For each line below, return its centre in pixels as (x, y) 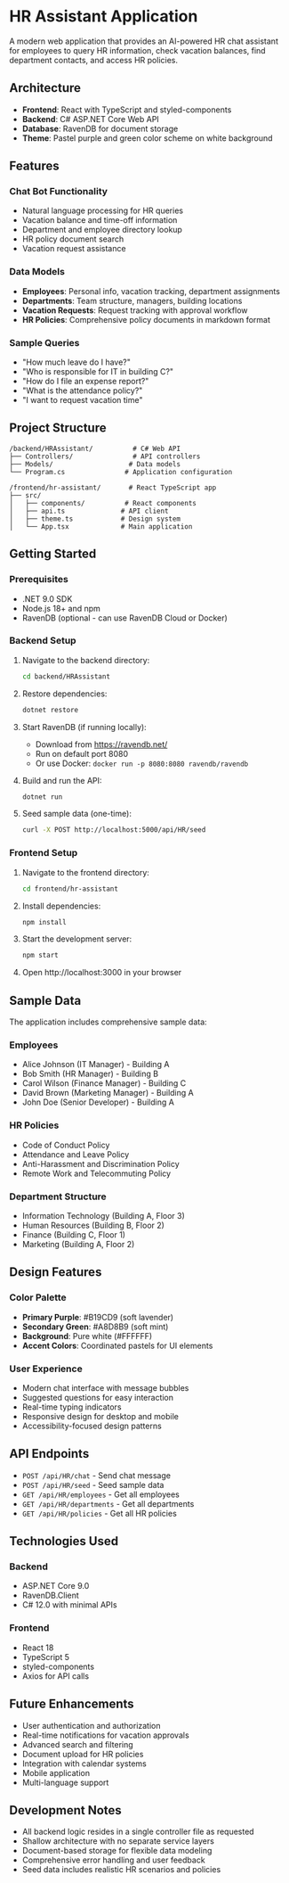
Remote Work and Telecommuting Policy (96, 1173)
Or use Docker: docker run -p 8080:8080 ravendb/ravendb (142, 763)
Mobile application (56, 1772)
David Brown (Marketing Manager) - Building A (108, 1093)
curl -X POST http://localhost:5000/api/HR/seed (114, 830)
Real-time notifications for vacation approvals (105, 1735)
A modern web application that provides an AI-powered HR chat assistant (144, 41)
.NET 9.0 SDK (47, 598)
